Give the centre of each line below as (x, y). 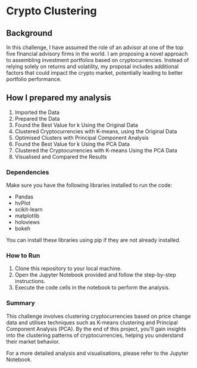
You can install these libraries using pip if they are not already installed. (93, 240)
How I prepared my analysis (59, 98)
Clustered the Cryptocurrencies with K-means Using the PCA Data (96, 150)
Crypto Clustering (51, 11)
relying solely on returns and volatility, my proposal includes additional (92, 66)
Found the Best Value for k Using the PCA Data (72, 144)
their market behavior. (33, 341)
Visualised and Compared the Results (61, 157)
